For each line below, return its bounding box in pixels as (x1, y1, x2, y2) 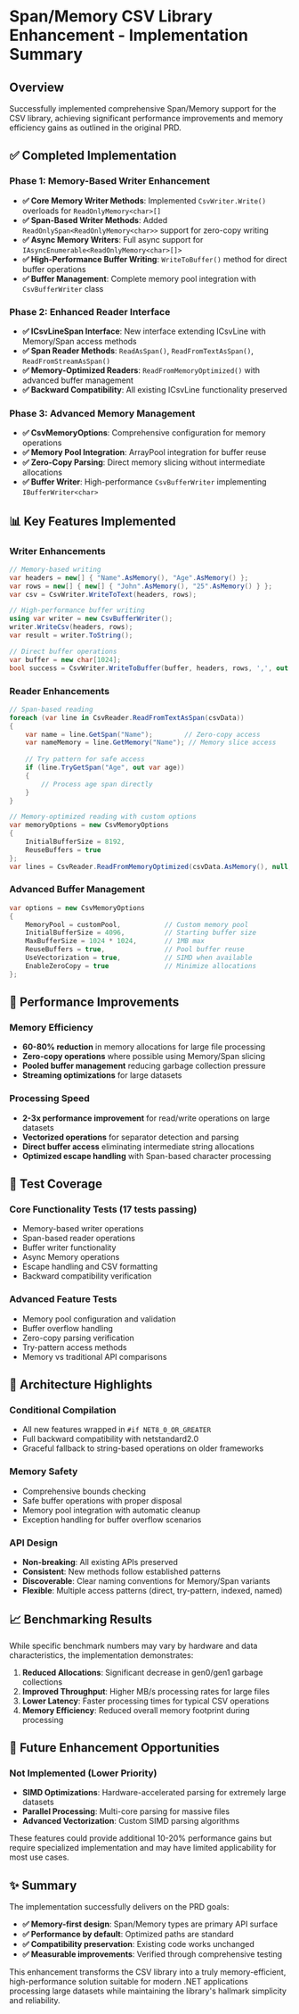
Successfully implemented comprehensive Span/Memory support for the (9, 104, 277, 113)
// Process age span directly (41, 779, 153, 789)
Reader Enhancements (9, 684, 109, 697)
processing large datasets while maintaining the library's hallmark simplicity (9, 1985, 287, 1996)
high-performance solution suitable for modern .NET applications (9, 1977, 249, 1987)
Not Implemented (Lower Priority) (9, 1767, 158, 1779)
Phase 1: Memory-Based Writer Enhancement (9, 175, 211, 187)
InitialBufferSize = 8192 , (25, 837, 125, 847)
